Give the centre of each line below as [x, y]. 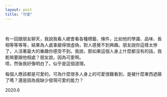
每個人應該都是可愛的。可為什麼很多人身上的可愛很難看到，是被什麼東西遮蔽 [83, 74]
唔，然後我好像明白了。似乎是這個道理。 [46, 63]
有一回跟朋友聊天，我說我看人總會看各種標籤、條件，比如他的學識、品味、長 [83, 39]
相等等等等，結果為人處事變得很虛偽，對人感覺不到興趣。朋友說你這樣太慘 [81, 45]
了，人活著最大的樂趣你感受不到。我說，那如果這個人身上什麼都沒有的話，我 [83, 51]
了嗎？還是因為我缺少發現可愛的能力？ [44, 80]
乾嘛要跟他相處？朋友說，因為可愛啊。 [44, 57]
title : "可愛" [19, 14]
